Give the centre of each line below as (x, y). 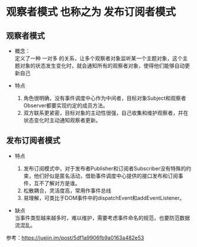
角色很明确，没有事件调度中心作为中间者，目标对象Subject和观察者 (105, 98)
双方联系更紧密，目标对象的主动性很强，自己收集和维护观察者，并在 (106, 113)
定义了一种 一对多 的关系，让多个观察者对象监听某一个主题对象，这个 (98, 58)
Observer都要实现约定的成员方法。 (66, 106)
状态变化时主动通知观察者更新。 (62, 120)
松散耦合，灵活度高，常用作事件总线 (67, 190)
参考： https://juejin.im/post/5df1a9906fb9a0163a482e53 (75, 238)
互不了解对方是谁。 (57, 183)
